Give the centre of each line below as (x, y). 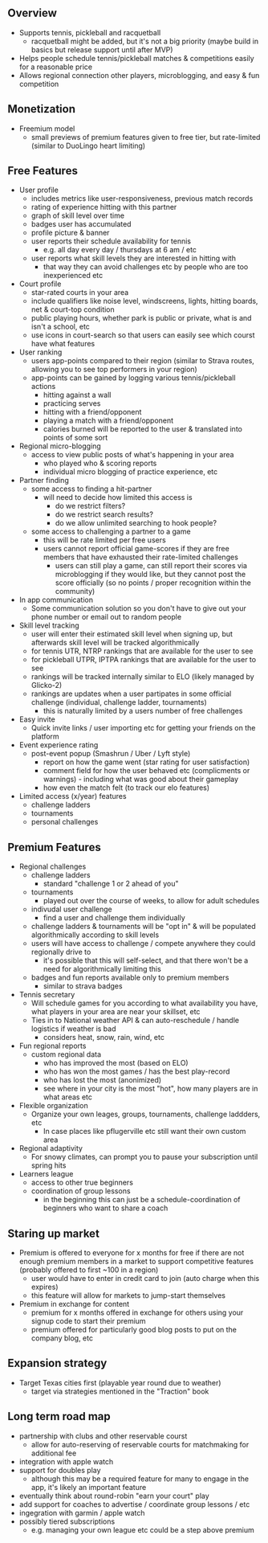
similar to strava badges (83, 986)
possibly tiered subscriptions (67, 1521)
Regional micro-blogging (60, 446)
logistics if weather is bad (74, 1029)
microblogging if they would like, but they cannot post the (150, 575)
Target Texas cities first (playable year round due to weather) (120, 1382)
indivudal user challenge (72, 909)
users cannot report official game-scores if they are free (136, 549)
